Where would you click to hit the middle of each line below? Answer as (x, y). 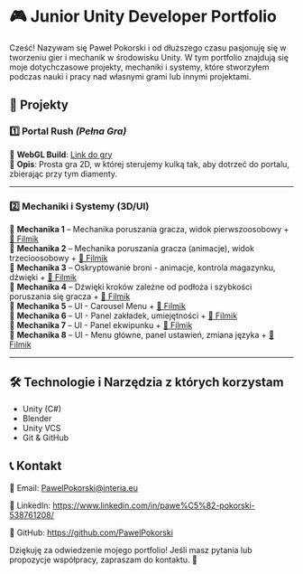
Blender (37, 418)
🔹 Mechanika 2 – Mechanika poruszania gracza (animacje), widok (132, 248)
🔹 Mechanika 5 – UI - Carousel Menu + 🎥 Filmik (98, 306)
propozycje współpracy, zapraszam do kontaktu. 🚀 (104, 560)
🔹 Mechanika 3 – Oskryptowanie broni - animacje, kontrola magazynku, (142, 268)
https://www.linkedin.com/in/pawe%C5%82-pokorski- (154, 505)
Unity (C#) (41, 409)
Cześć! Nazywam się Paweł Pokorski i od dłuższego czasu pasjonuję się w (148, 47)
